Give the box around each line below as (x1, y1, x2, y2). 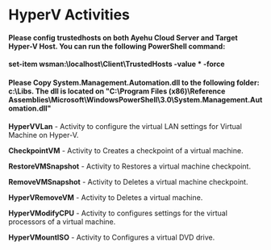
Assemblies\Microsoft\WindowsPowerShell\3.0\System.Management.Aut (8, 94, 263, 104)
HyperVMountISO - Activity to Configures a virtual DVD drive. (8, 232, 215, 242)
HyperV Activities (8, 6, 131, 24)
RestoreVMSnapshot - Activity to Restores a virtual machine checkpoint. (8, 161, 252, 171)
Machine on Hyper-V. (8, 130, 79, 140)
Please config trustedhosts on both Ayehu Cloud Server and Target (8, 32, 238, 42)
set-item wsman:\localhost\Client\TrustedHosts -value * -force (8, 59, 225, 69)
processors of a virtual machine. (8, 216, 116, 227)
